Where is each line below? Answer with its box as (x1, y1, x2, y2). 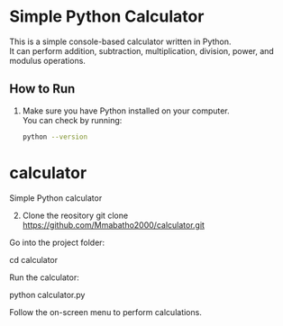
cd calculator (9, 254, 59, 265)
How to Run (9, 81, 76, 96)
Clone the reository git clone (22, 210, 129, 221)
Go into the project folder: (9, 237, 105, 248)
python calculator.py (9, 289, 86, 300)
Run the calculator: (9, 272, 79, 283)
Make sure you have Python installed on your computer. (22, 105, 230, 116)
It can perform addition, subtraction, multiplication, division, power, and (9, 45, 275, 56)
